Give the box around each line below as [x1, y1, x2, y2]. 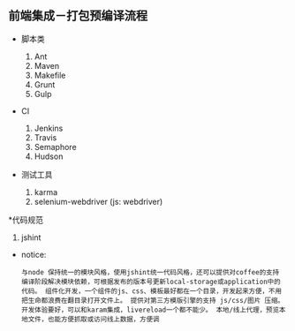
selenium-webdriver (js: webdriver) [34, 196, 163, 207]
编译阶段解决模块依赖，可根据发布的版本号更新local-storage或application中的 [20, 277, 281, 286]
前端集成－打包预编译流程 [8, 8, 147, 24]
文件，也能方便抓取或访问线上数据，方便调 [27, 314, 160, 324]
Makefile [34, 70, 66, 80]
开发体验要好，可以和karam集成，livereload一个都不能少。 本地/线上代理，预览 [20, 305, 280, 314]
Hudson [34, 151, 64, 162]
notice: [20, 249, 47, 260]
